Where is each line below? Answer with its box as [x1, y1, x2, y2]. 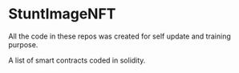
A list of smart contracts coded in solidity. [8, 55, 146, 65]
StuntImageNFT [8, 5, 116, 23]
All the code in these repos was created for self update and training [8, 31, 231, 41]
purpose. [8, 39, 38, 49]
